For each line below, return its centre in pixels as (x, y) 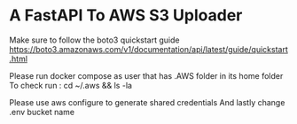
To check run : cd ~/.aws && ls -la (71, 85)
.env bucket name (42, 112)
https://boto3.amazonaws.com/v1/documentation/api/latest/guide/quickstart (148, 49)
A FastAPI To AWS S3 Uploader (126, 15)
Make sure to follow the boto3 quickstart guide (94, 40)
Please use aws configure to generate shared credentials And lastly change (147, 102)
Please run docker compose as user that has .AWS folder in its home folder (146, 75)
